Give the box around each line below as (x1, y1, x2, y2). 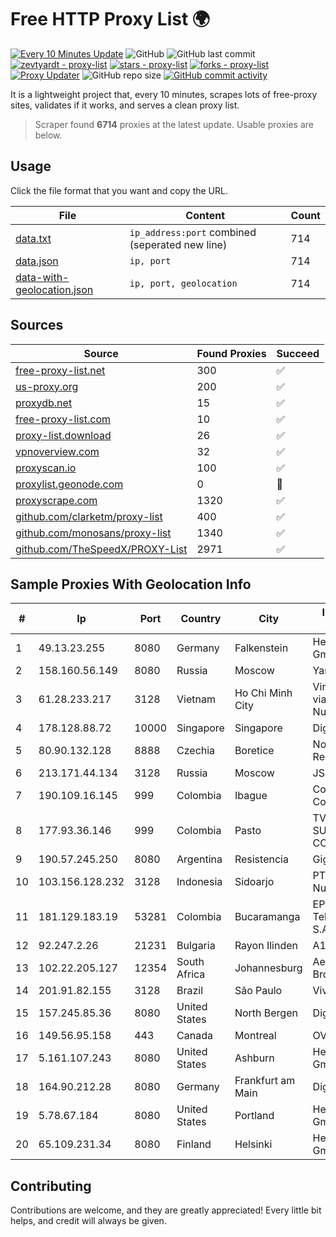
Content (185, 208, 226, 222)
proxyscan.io (15, 461, 77, 475)
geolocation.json (15, 282, 94, 296)
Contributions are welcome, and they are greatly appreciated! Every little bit (10, 1204, 322, 1216)
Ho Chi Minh (234, 686, 293, 700)
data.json (15, 254, 59, 268)
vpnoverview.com (15, 444, 100, 458)
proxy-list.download (15, 428, 112, 442)
